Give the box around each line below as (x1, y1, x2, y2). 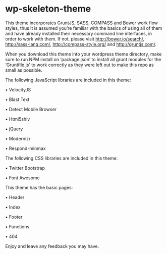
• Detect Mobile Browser (5, 106, 57, 112)
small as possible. (5, 67, 42, 73)
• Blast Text (5, 96, 30, 103)
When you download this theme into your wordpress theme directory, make (5, 51, 162, 57)
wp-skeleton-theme (5, 3, 91, 15)
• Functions (5, 223, 30, 230)
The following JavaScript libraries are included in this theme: (5, 77, 131, 83)
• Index (5, 204, 21, 210)
